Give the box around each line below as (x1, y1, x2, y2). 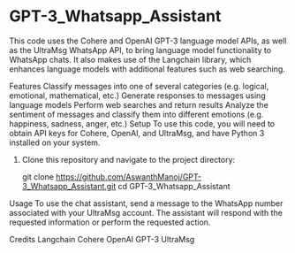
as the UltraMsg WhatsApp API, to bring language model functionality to (9, 44, 272, 55)
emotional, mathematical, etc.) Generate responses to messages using (9, 90, 267, 101)
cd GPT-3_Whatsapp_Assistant (117, 180, 231, 191)
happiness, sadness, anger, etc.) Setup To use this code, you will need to (9, 118, 276, 129)
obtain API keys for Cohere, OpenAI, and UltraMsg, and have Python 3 (9, 127, 265, 138)
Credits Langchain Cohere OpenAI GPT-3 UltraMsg (9, 234, 195, 244)
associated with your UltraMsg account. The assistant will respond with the (9, 207, 283, 218)
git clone (21, 171, 55, 182)
